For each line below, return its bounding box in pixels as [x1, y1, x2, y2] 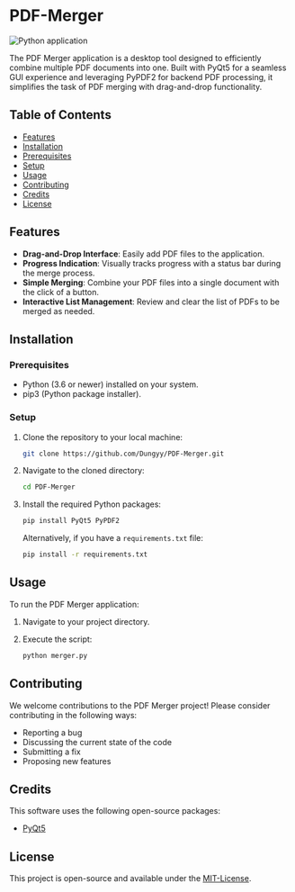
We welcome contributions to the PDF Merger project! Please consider [9, 699, 271, 711]
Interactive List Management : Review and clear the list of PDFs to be [22, 296, 281, 307]
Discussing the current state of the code [22, 736, 173, 747]
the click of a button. [22, 286, 100, 297]
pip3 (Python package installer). [22, 389, 142, 400]
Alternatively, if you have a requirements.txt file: [22, 533, 204, 544]
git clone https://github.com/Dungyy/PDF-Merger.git [22, 449, 225, 458]
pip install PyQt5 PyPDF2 [22, 517, 120, 526]
